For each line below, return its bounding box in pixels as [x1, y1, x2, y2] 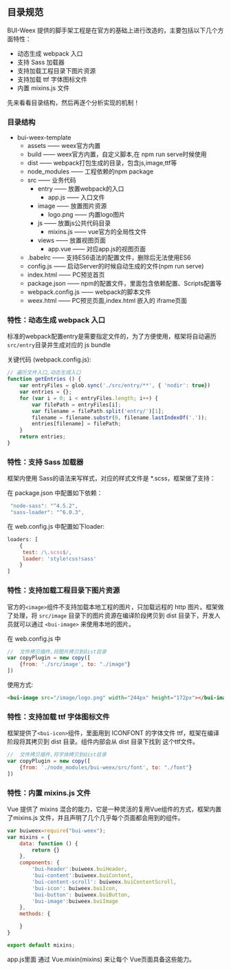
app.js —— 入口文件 [47, 193, 105, 202]
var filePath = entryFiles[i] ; [32, 401, 122, 408]
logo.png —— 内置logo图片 [47, 211, 126, 219]
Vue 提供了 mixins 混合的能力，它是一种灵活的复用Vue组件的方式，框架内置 [7, 805, 222, 813]
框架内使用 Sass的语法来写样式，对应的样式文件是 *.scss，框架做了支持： [7, 474, 216, 483]
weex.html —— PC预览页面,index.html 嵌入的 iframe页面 [27, 297, 188, 305]
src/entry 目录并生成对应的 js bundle [7, 341, 111, 349]
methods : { [19, 911, 51, 918]
